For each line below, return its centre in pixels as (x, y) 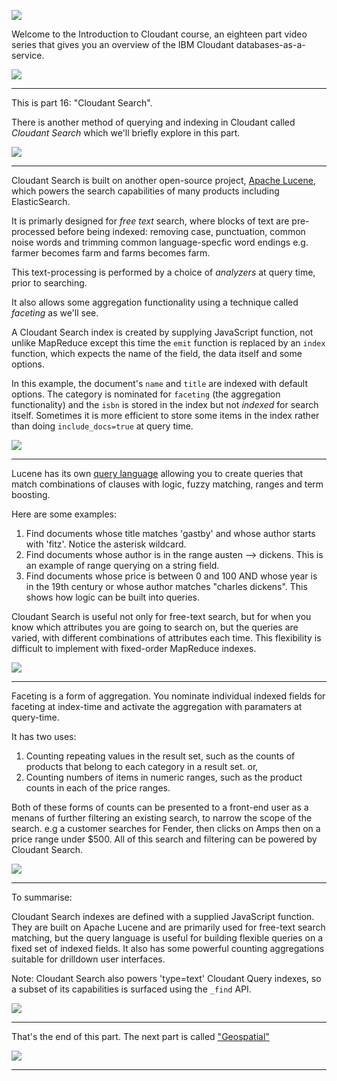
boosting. (31, 494)
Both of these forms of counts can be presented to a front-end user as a (160, 807)
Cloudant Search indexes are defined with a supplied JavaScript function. (163, 916)
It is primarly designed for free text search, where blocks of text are (150, 221)
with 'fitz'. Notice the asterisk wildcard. (106, 544)
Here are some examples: (64, 514)
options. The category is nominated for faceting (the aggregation (146, 394)
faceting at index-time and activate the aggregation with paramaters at (157, 706)
